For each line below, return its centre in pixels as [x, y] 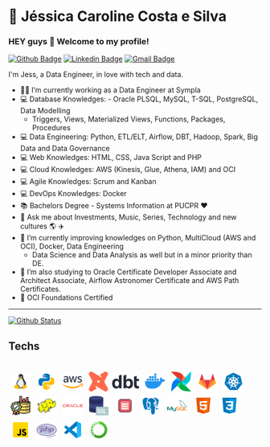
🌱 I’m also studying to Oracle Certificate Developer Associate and [128, 272]
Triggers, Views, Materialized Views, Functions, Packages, [129, 119]
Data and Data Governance [65, 149]
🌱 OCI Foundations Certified [66, 297]
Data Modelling [45, 111]
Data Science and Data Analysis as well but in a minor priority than [142, 255]
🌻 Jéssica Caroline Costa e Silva [118, 16]
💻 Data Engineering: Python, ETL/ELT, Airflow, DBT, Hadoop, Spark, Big [139, 137]
